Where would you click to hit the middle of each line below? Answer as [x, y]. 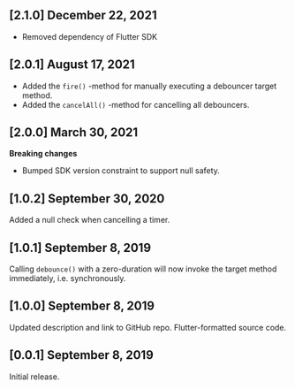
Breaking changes [43, 154]
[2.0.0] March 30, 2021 [74, 133]
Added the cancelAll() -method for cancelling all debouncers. [136, 104]
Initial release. [34, 377]
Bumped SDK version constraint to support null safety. [121, 171]
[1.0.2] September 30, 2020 [87, 198]
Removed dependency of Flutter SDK [90, 36]
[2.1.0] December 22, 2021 [83, 15]
